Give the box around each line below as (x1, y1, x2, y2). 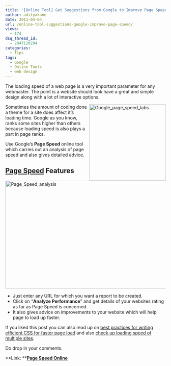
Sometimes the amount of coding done (5, 104, 88, 110)
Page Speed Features (5, 166, 75, 175)
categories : (5, 45, 31, 51)
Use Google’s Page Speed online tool (5, 141, 83, 147)
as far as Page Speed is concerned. (12, 304, 88, 309)
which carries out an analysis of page (5, 147, 84, 152)
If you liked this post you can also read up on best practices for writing (5, 325, 154, 330)
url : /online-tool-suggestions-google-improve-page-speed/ (5, 21, 133, 27)
